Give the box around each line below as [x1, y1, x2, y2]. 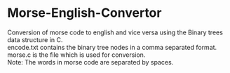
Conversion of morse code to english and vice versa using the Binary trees [7, 28, 223, 36]
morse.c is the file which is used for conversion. [7, 51, 146, 59]
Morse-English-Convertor [7, 5, 162, 21]
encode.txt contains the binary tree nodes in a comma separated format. [7, 43, 217, 51]
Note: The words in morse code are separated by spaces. [7, 58, 174, 66]
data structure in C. [7, 35, 63, 44]
